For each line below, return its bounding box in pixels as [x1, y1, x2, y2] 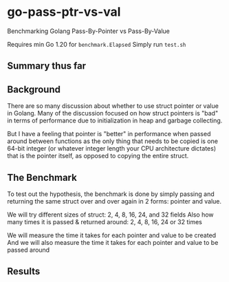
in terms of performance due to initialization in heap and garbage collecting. [7, 116, 223, 124]
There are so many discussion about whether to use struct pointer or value [7, 102, 219, 110]
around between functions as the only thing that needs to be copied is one [7, 137, 219, 145]
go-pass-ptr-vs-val [7, 4, 121, 20]
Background [7, 83, 61, 95]
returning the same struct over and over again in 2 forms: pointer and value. [7, 197, 222, 205]
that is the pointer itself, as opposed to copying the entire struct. [7, 152, 189, 160]
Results [7, 265, 41, 277]
